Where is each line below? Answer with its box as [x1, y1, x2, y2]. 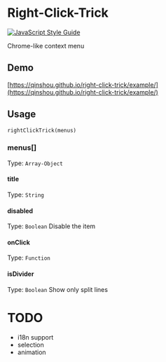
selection [17, 340, 44, 349]
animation [17, 348, 47, 356]
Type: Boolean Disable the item [7, 222, 96, 230]
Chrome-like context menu [7, 41, 85, 50]
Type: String [7, 190, 44, 199]
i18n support [17, 333, 54, 341]
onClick [7, 238, 30, 246]
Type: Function [7, 253, 51, 262]
